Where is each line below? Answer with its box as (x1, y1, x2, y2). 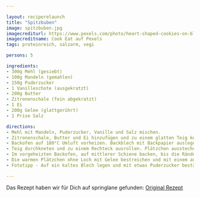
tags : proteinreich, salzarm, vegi (6, 42, 95, 48)
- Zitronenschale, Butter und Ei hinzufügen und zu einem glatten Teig (6, 135, 187, 140)
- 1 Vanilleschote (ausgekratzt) (6, 85, 89, 91)
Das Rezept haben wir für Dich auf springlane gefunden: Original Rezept (6, 184, 183, 191)
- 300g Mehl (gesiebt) (6, 68, 62, 74)
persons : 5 (6, 52, 33, 58)
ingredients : (6, 63, 39, 69)
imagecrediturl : (6, 30, 46, 36)
